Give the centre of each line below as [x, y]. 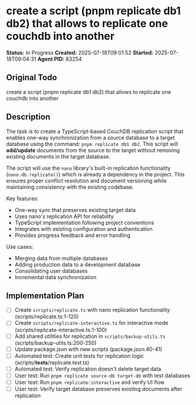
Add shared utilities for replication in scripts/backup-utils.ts [90, 336]
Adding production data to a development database [78, 264]
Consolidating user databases [51, 271]
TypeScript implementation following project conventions [84, 222]
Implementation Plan [45, 295]
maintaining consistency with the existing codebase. [70, 187]
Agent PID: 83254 [60, 59]
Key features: [22, 198]
